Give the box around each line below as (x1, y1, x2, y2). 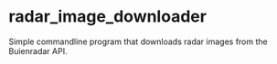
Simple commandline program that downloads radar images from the (8, 36, 268, 47)
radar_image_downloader (8, 6, 208, 27)
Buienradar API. (8, 45, 68, 56)
